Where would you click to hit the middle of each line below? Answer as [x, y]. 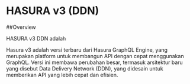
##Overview [21, 27]
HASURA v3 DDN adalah [36, 38]
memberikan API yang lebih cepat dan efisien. [62, 75]
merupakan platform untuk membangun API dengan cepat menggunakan [95, 56]
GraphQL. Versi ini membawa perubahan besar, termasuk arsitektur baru [95, 62]
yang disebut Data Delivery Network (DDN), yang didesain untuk [85, 68]
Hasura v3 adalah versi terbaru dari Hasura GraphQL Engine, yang [87, 50]
